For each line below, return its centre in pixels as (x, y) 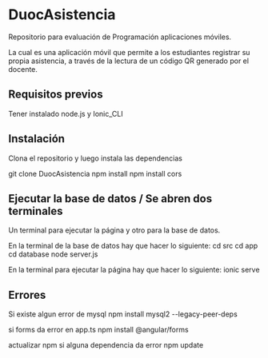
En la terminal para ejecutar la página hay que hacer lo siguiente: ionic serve (134, 270)
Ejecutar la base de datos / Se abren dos (110, 199)
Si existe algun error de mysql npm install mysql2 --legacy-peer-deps (123, 314)
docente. (23, 69)
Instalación (37, 139)
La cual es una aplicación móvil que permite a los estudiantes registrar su (129, 52)
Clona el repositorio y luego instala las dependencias (95, 158)
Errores (27, 294)
